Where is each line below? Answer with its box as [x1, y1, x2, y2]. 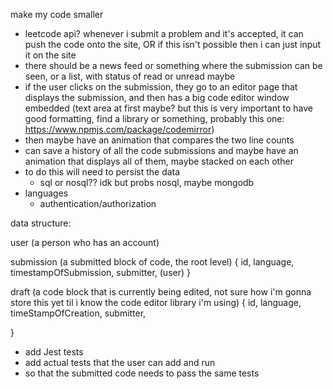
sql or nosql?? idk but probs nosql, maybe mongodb [39, 177, 255, 188]
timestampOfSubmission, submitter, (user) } [10, 267, 191, 278]
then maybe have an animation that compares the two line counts [24, 134, 295, 146]
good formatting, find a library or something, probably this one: [24, 113, 285, 124]
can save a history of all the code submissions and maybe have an [24, 145, 299, 156]
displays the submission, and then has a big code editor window [24, 92, 290, 103]
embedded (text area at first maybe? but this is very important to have [24, 102, 314, 114]
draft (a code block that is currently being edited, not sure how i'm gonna [10, 286, 312, 298]
